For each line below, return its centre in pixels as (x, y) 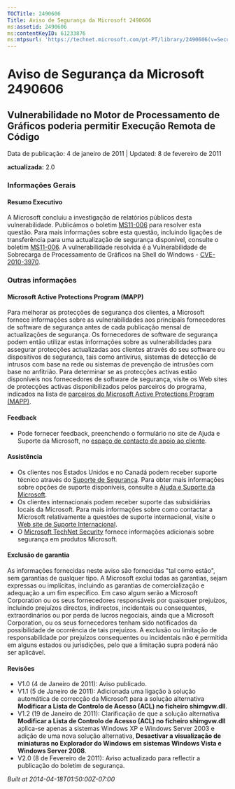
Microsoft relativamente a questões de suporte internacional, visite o (116, 517)
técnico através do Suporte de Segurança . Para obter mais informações (121, 479)
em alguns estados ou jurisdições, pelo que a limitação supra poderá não (113, 645)
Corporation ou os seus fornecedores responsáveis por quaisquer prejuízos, (117, 600)
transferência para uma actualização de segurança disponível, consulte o (113, 240)
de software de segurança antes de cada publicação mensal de (99, 327)
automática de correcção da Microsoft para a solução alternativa (111, 699)
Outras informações (42, 280)
